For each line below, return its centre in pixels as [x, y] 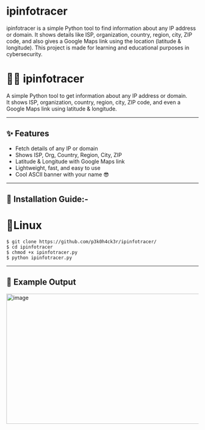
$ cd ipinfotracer [30, 247]
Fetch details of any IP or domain [56, 148]
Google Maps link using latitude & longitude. [62, 109]
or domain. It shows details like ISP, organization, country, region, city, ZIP [99, 34]
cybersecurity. [24, 54]
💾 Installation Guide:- [47, 199]
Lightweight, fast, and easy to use [58, 168]
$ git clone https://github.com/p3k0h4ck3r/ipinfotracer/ [81, 242]
